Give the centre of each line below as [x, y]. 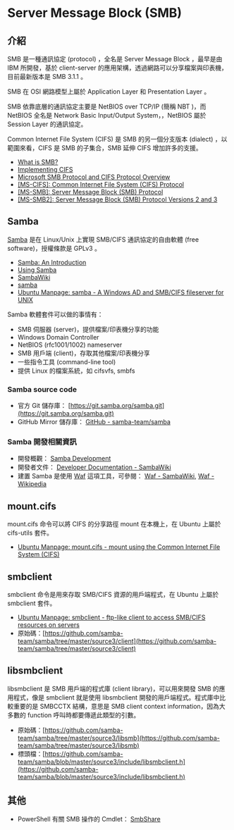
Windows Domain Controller [58, 337]
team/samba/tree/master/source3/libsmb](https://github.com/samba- [119, 738]
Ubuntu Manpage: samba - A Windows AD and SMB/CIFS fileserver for [121, 292]
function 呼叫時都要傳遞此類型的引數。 [84, 715]
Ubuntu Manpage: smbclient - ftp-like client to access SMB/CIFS [111, 617]
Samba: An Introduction [52, 262]
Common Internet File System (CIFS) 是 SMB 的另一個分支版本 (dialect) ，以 [117, 139]
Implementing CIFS [45, 169]
